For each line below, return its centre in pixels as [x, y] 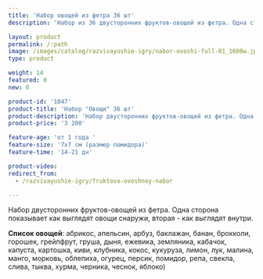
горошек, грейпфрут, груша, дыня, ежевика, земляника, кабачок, [117, 242]
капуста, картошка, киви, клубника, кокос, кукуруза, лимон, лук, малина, [131, 250]
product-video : [33, 166]
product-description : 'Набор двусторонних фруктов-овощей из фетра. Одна [131, 116]
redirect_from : [33, 173]
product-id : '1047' [40, 101]
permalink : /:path [38, 44]
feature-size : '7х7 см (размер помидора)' [78, 145]
